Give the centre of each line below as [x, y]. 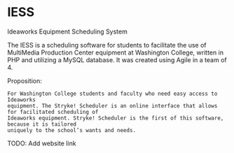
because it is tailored [42, 124]
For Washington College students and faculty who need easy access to [112, 94]
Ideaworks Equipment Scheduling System [67, 31]
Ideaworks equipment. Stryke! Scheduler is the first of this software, [116, 118]
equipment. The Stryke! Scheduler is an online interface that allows [112, 105]
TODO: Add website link [42, 143]
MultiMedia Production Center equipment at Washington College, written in [116, 52]
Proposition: [25, 80]
